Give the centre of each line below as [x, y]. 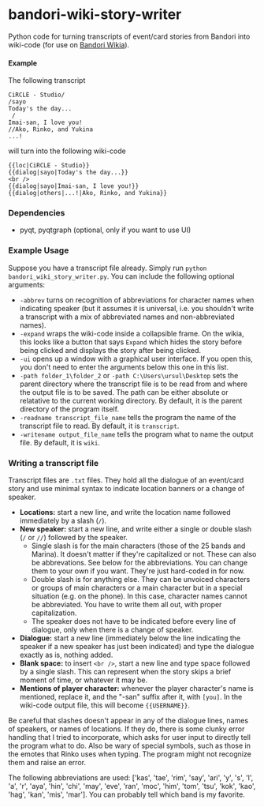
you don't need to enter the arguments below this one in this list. [124, 367]
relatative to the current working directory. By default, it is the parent [131, 400]
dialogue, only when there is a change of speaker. [112, 630]
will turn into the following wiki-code [67, 151]
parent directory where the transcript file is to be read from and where [134, 384]
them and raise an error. [47, 763]
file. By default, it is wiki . [60, 442]
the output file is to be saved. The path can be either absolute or [124, 392]
